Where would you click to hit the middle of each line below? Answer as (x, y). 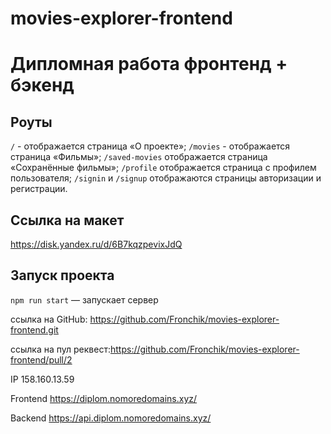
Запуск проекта (62, 275)
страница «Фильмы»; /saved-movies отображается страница (139, 157)
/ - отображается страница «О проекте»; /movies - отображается (150, 146)
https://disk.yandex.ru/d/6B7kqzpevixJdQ (96, 244)
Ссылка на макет (67, 220)
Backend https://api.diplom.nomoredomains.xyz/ (111, 418)
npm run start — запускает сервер (84, 299)
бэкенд (42, 85)
